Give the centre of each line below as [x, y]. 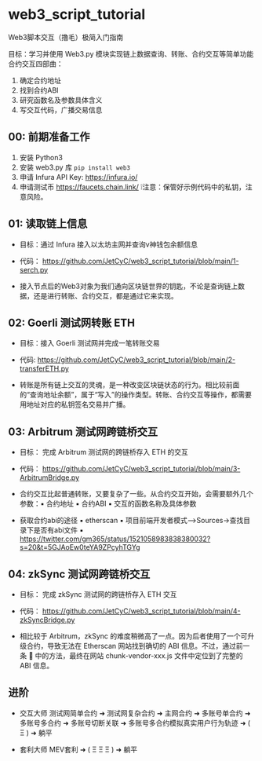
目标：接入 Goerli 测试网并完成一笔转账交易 [89, 343]
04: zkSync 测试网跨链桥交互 [79, 574]
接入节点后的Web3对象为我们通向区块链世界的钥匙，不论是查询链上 [129, 286]
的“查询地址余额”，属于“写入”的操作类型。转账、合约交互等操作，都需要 [136, 395]
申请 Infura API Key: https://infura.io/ [78, 177]
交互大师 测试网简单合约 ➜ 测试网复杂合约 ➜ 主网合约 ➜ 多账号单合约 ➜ [135, 713]
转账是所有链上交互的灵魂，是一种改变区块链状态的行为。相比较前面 [129, 385]
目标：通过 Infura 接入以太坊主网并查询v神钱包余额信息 [109, 244]
